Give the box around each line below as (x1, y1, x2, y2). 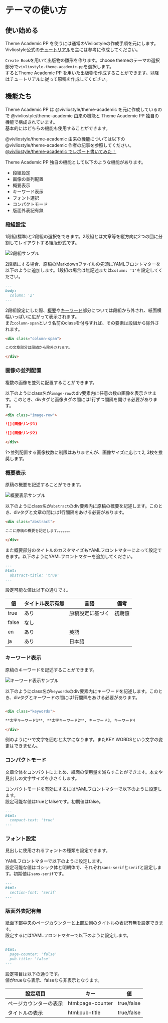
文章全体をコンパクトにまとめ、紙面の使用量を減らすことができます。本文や (5, 769, 163, 775)
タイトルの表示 (8, 1009, 44, 1016)
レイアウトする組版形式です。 (18, 240, 80, 246)
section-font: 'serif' (10, 890, 57, 895)
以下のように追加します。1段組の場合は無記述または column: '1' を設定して (5, 267, 159, 273)
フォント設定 (5, 835, 37, 842)
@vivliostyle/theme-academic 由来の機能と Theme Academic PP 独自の (11, 112, 159, 118)
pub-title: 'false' (10, 956, 51, 961)
